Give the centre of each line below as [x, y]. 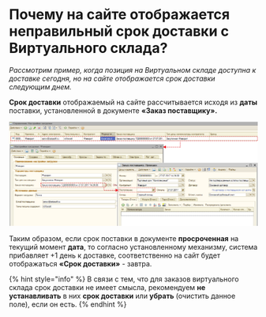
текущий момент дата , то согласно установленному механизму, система [133, 247]
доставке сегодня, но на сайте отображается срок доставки [112, 78]
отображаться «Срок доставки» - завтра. [81, 264]
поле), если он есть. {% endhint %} [68, 304]
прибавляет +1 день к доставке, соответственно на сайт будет [114, 255]
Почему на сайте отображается [120, 15]
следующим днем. [40, 87]
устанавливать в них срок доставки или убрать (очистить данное [122, 296]
